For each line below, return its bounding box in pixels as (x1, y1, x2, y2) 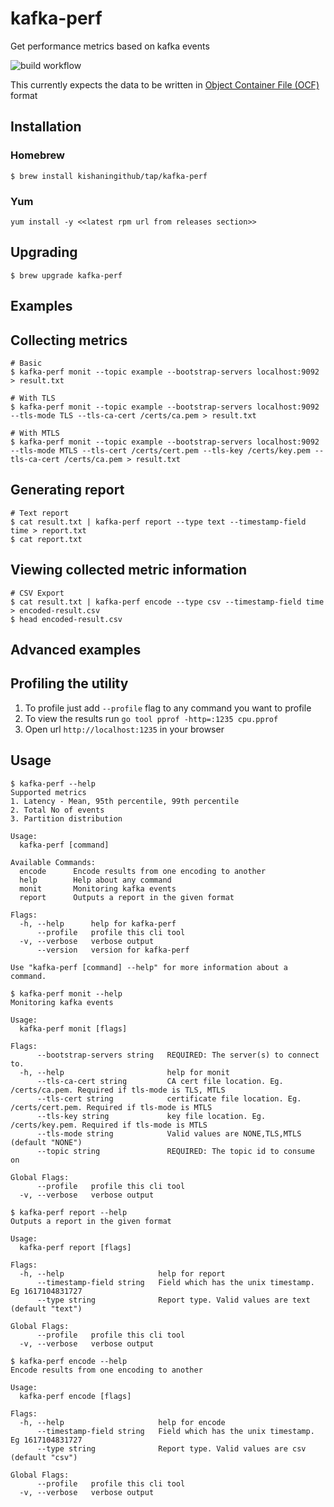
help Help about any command (19, 875, 172, 885)
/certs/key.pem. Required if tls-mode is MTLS (10, 1120, 208, 1130)
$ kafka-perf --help (10, 778, 97, 789)
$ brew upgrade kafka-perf (10, 270, 123, 281)
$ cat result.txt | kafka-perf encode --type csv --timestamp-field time (10, 597, 325, 607)
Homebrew (10, 148, 65, 162)
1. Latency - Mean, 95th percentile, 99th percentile (10, 796, 240, 806)
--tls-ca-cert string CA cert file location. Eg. (36, 1076, 284, 1086)
